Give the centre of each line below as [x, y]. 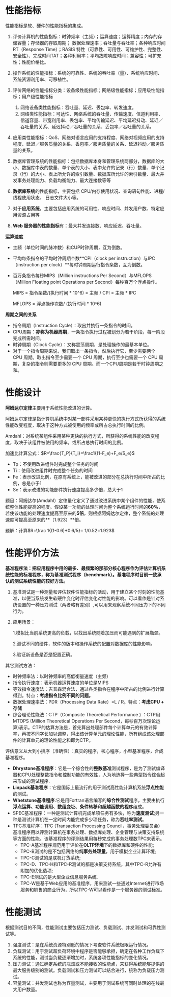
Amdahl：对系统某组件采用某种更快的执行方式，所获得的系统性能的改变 [80, 436]
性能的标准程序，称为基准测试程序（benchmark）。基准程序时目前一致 [83, 574]
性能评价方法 [32, 553]
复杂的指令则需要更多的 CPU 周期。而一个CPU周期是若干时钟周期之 [93, 364]
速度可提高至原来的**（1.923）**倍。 [45, 519]
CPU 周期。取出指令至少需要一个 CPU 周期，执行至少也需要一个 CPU [85, 357]
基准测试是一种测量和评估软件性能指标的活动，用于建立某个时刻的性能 [86, 592]
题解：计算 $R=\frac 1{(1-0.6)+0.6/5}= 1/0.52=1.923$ [60, 530]
